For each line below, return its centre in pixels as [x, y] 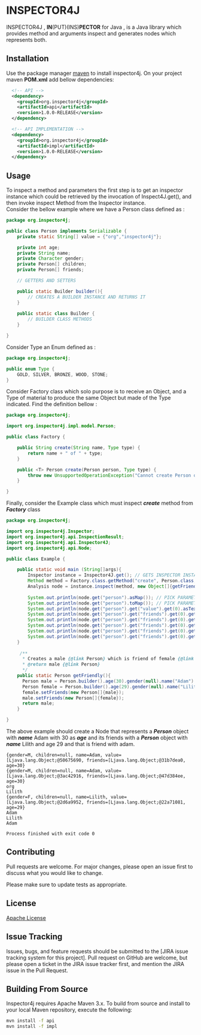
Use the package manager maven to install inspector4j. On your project [94, 73]
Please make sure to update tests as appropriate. [67, 884]
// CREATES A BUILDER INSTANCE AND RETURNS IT [87, 297]
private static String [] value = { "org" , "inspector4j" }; [89, 237]
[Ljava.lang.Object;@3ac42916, [45, 776]
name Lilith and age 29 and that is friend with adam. [71, 744]
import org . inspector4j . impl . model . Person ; [61, 426]
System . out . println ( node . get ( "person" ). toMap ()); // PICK [101, 603]
